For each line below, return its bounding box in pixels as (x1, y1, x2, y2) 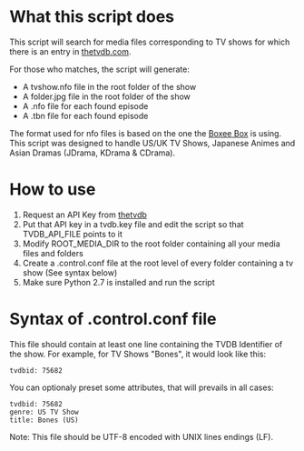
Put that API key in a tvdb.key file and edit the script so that (22, 218, 244, 229)
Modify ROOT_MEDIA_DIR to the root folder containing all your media (22, 238, 281, 249)
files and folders (22, 247, 83, 258)
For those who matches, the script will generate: (9, 64, 191, 75)
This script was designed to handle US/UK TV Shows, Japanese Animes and (9, 137, 296, 148)
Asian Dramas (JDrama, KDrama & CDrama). (9, 147, 176, 158)
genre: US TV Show (9, 407, 79, 416)
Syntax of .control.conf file (9, 309, 217, 329)
